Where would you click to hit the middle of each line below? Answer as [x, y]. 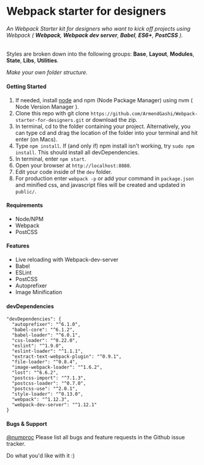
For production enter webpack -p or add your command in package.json [104, 178]
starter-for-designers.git [50, 120]
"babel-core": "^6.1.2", [43, 330]
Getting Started [27, 86]
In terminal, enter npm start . [51, 159]
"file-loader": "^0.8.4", [45, 362]
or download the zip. [111, 119]
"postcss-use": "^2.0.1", [45, 389]
